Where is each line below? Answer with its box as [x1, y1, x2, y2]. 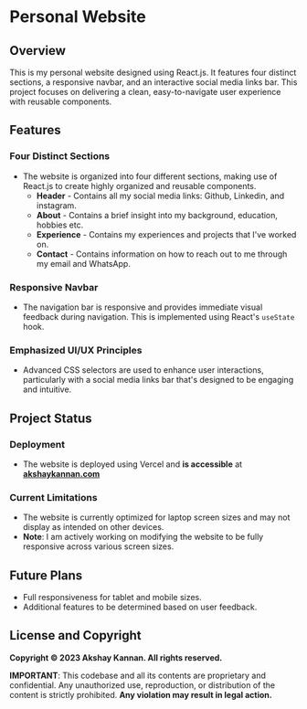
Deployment [9, 438, 66, 450]
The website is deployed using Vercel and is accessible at [22, 459, 243, 470]
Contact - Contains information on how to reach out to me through [36, 249, 288, 259]
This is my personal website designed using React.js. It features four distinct [9, 67, 297, 78]
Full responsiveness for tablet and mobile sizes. [22, 592, 203, 603]
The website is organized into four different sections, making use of [22, 171, 278, 182]
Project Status [9, 410, 93, 426]
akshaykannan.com [22, 468, 101, 479]
